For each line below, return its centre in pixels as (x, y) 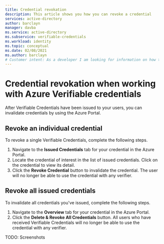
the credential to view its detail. (43, 165)
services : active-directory (34, 19)
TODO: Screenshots (25, 237)
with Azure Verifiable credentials (73, 94)
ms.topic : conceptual (27, 46)
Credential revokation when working (81, 84)
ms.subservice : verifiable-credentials (46, 37)
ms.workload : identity (28, 42)
